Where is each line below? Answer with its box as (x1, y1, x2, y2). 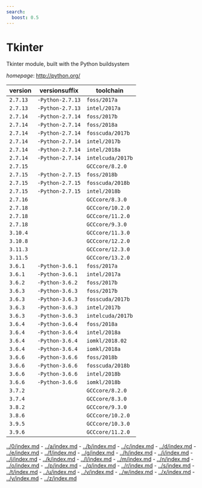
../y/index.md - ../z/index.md (6, 475, 77, 482)
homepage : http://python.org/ (6, 72, 80, 79)
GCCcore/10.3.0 (86, 420, 130, 428)
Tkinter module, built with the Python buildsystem (6, 60, 130, 68)
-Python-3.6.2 (37, 279, 78, 286)
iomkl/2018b (86, 379, 121, 386)
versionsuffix (39, 86, 79, 95)
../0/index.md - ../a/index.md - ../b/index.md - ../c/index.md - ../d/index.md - (6, 443, 197, 450)
